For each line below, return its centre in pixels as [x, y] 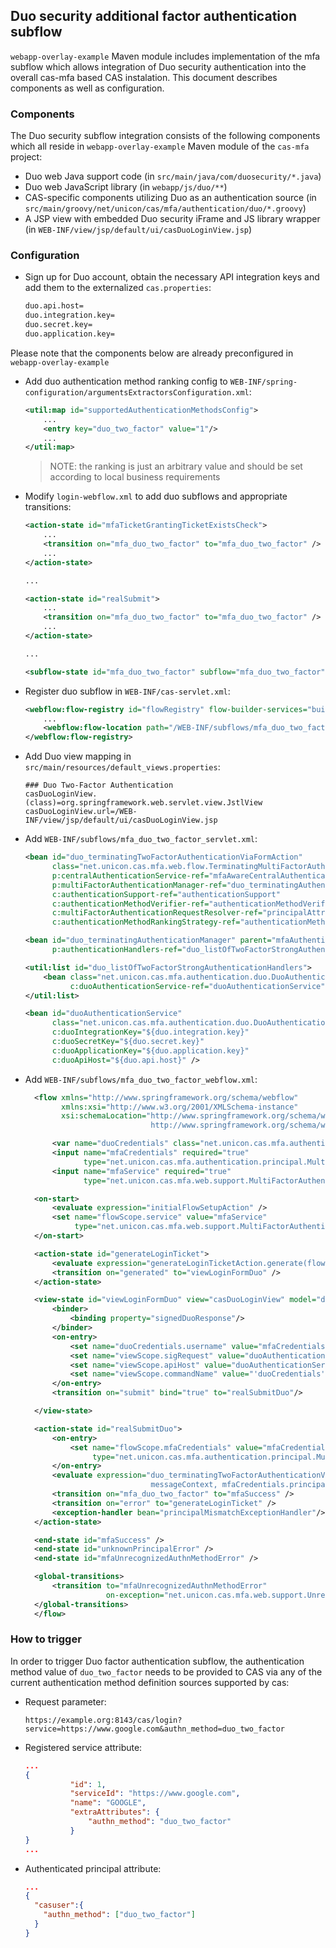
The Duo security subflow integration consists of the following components [165, 136]
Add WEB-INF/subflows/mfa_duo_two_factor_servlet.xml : [141, 839]
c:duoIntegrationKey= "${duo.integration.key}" [150, 1032]
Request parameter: [65, 1701]
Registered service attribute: [83, 1747]
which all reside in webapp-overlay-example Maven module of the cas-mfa [160, 146]
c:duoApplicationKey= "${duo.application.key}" [150, 1050]
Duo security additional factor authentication [153, 16]
